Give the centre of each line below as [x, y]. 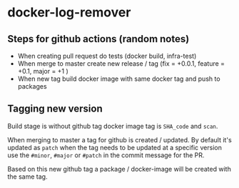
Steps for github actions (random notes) [98, 39]
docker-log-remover [69, 13]
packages [32, 86]
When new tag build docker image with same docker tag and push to [119, 79]
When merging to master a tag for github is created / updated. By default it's [119, 139]
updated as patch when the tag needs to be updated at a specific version [115, 147]
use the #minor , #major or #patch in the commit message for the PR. [106, 155]
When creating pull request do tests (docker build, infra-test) [107, 56]
